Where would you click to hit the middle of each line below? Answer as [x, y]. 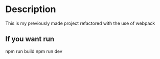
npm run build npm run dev [34, 51]
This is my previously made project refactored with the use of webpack [80, 23]
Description [31, 9]
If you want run [30, 39]
